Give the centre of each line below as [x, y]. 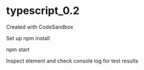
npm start [18, 49]
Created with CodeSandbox [40, 27]
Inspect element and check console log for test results [72, 61]
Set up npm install [28, 38]
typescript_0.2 [43, 11]
